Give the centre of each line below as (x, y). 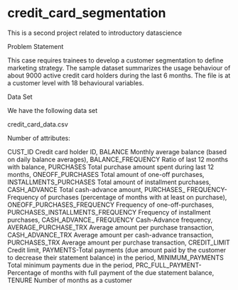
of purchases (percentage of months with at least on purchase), (134, 197)
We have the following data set (53, 110)
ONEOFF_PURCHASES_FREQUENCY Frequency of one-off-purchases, (111, 205)
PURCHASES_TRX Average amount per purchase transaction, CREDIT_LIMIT (119, 242)
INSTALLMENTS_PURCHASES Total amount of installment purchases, (109, 182)
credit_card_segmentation (87, 13)
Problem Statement (36, 46)
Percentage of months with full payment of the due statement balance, (111, 272)
